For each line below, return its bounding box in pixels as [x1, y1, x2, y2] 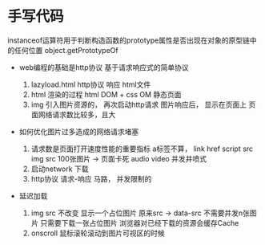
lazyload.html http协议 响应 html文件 [30, 80, 151, 89]
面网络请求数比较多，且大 [30, 109, 116, 119]
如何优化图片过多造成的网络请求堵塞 [18, 126, 139, 137]
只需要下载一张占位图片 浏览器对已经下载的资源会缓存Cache [40, 218, 239, 227]
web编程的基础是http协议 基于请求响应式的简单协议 [18, 62, 189, 72]
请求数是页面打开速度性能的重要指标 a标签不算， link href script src [30, 144, 254, 153]
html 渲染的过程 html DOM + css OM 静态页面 [30, 89, 182, 99]
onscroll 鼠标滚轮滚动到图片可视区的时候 [30, 228, 165, 238]
